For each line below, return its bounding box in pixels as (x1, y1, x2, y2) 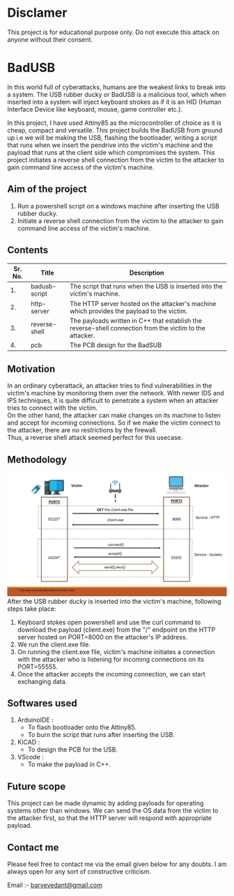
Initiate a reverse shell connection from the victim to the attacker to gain (17, 216, 224, 225)
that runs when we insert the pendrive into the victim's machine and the (7, 141, 214, 149)
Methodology (7, 453, 68, 465)
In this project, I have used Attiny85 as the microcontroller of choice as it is (7, 119, 221, 127)
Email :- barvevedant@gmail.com (7, 881, 102, 890)
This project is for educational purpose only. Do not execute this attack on (7, 28, 219, 36)
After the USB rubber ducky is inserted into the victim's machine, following (7, 597, 221, 605)
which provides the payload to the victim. (69, 307, 188, 315)
